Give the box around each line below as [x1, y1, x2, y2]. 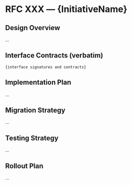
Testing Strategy [5, 134, 59, 142]
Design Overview [5, 24, 60, 32]
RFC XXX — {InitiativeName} [5, 4, 127, 15]
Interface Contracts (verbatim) [5, 51, 103, 60]
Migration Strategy [5, 106, 66, 115]
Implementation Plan [5, 78, 72, 87]
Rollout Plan [5, 161, 44, 170]
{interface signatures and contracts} [5, 64, 86, 70]
